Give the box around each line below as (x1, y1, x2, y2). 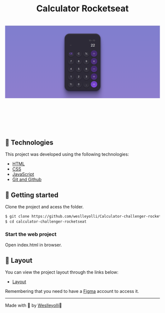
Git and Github (12, 176, 42, 182)
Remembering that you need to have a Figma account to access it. (5, 288, 139, 294)
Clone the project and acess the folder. (5, 204, 84, 210)
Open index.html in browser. (5, 242, 62, 248)
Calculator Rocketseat (36, 3, 129, 14)
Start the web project (5, 230, 56, 237)
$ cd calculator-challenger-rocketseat (5, 219, 87, 224)
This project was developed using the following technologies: (5, 151, 129, 157)
